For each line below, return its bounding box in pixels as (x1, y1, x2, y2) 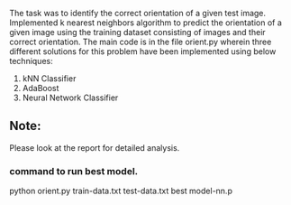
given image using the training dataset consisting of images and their (9, 27, 266, 37)
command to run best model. (9, 164, 139, 177)
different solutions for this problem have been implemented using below (9, 46, 277, 57)
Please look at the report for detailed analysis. (9, 142, 180, 153)
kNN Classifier (22, 73, 77, 84)
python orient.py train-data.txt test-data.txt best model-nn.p (9, 185, 232, 197)
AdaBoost (22, 83, 59, 93)
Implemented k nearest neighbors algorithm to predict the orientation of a (9, 17, 282, 28)
